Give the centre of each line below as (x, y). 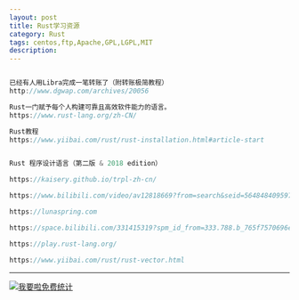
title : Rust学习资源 (44, 26)
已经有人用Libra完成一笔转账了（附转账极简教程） (89, 83)
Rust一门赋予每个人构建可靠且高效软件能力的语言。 (90, 107)
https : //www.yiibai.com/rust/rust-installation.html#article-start (137, 140)
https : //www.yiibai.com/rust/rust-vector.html (97, 260)
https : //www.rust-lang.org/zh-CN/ (73, 115)
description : (33, 51)
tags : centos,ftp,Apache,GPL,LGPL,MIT (81, 42)
